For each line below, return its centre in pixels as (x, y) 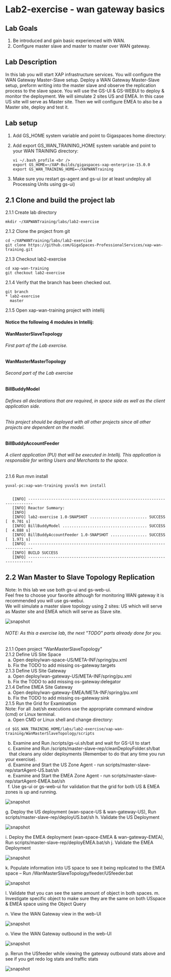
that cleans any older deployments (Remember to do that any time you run (87, 754)
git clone (16, 245)
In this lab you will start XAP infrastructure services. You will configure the (83, 74)
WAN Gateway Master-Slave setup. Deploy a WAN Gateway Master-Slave (82, 80)
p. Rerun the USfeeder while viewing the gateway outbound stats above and (85, 953)
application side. (23, 406)
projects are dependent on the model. (45, 427)
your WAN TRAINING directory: (45, 151)
